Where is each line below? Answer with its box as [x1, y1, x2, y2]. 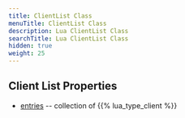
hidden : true [8, 42, 53, 50]
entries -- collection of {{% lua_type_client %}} [19, 100, 178, 110]
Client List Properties [8, 79, 118, 93]
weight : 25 [8, 49, 45, 57]
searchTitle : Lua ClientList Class [8, 34, 129, 43]
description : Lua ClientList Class [8, 27, 129, 35]
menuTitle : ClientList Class [8, 19, 107, 27]
